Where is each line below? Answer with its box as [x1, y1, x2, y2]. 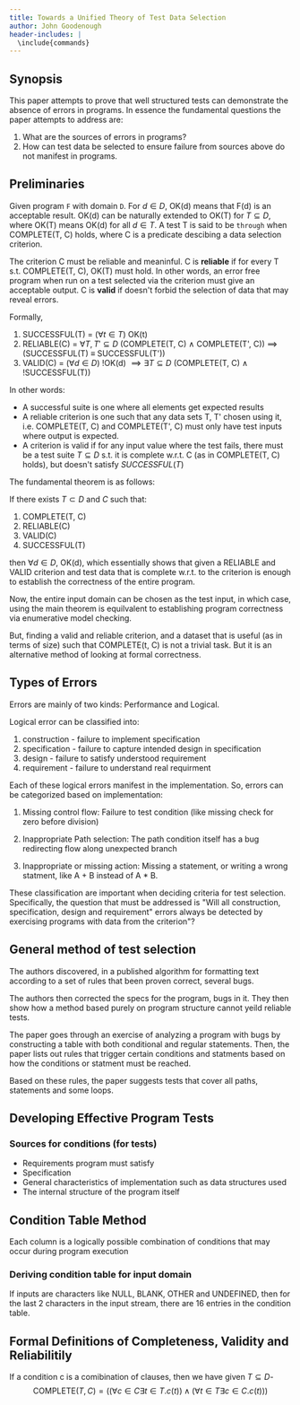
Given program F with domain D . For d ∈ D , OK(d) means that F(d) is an [9, 200, 271, 211]
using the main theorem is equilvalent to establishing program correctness [9, 603, 284, 614]
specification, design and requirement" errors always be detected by [9, 906, 263, 917]
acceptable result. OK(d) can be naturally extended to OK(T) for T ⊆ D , [9, 210, 271, 221]
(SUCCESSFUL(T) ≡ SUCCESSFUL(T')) [21, 347, 166, 359]
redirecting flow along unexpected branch [21, 842, 177, 853]
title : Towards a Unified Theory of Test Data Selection [9, 13, 227, 22]
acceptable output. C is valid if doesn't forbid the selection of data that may [9, 284, 289, 295]
